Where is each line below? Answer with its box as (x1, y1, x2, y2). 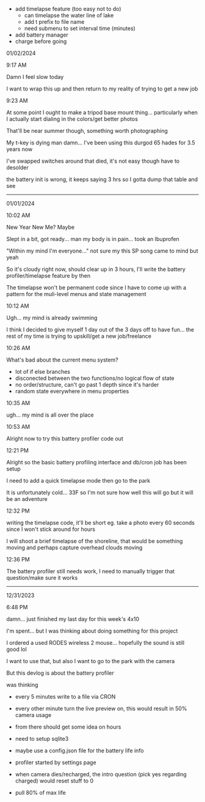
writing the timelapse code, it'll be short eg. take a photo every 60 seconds (6, 519, 195, 526)
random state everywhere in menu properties (15, 388, 129, 395)
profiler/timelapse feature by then (6, 272, 91, 279)
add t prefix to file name (24, 18, 85, 25)
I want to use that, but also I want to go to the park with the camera (6, 658, 175, 664)
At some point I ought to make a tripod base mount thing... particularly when (6, 109, 198, 116)
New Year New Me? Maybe (6, 223, 75, 231)
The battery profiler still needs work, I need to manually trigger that (6, 568, 175, 574)
